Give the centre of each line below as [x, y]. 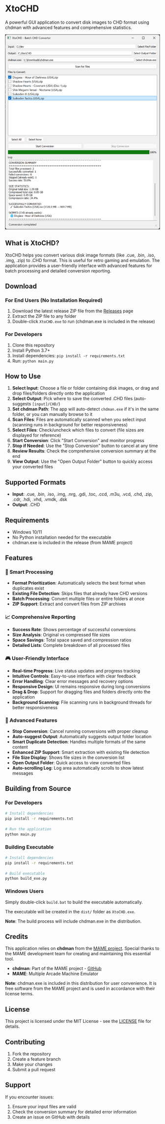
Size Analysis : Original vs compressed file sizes [61, 635]
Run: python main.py [33, 361]
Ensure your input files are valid [44, 1106]
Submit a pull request [34, 1070]
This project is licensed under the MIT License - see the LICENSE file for [78, 1021]
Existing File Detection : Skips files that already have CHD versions [80, 593]
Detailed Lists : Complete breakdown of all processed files [71, 645]
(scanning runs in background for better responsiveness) [70, 425]
